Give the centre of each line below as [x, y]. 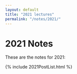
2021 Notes [29, 43]
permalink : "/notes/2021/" [33, 19]
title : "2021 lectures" [30, 14]
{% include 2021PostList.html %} [39, 67]
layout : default [22, 10]
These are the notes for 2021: [35, 57]
